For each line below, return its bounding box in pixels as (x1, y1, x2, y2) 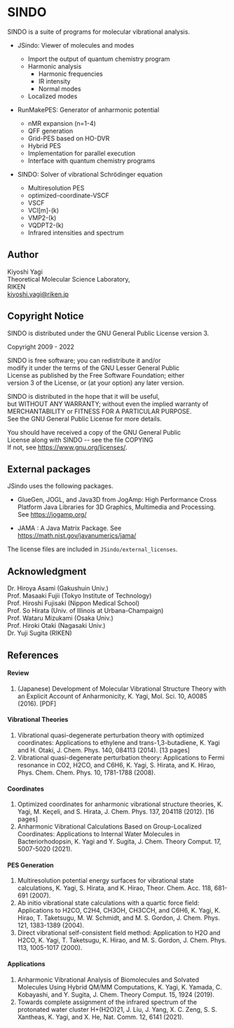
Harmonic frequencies (38, 70, 104, 78)
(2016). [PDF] (17, 699, 57, 708)
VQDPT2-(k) (27, 220, 64, 229)
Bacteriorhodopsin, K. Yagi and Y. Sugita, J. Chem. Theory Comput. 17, (17, 837, 222, 846)
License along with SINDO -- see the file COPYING (7, 435, 153, 444)
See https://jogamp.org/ (17, 510, 87, 519)
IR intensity (38, 77, 71, 85)
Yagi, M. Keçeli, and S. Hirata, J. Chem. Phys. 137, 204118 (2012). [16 (17, 808, 215, 816)
